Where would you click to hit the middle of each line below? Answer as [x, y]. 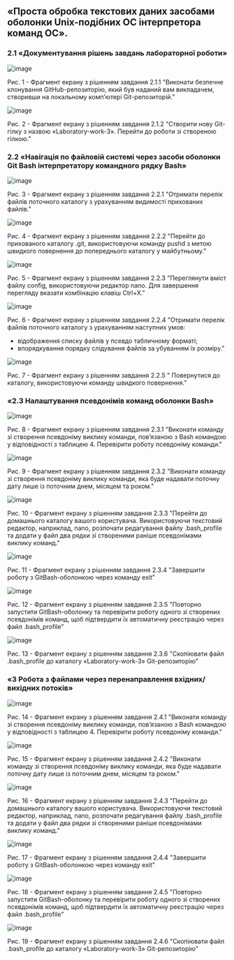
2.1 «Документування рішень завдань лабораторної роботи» [117, 53]
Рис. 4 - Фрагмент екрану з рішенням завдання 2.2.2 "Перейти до [107, 236]
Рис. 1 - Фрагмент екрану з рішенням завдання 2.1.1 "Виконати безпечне [115, 82]
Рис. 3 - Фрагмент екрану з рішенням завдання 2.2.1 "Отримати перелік [115, 194]
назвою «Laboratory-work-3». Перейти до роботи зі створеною [122, 131]
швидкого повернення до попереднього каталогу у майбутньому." [107, 251]
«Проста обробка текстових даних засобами [111, 12]
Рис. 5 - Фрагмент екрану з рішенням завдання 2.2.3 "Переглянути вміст [117, 278]
